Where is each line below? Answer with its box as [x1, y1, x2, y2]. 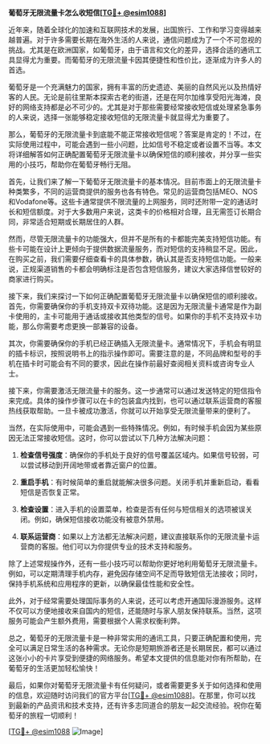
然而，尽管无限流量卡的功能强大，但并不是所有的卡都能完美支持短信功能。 [8, 234, 255, 244]
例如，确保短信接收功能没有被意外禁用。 [34, 515, 169, 524]
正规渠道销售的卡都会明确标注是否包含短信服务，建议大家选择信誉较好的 [22, 265, 262, 273]
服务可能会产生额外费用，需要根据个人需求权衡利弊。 [8, 616, 185, 626]
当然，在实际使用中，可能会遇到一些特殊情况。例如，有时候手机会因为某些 [8, 423, 255, 433]
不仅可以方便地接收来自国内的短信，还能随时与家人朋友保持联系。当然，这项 [8, 606, 262, 615]
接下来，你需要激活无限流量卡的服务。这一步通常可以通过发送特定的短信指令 [8, 386, 262, 395]
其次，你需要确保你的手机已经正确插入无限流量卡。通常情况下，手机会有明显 [8, 339, 262, 348]
